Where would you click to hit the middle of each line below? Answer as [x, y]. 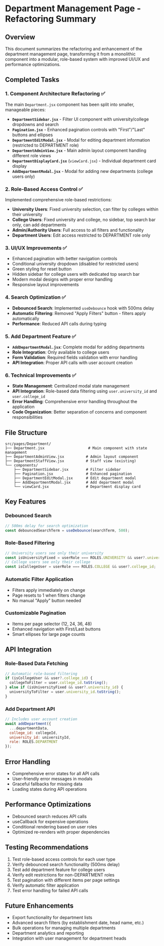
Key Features [26, 502]
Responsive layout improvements [45, 285]
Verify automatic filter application [46, 885]
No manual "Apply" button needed [47, 600]
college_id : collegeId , [33, 733]
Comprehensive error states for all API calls [56, 773]
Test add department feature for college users [59, 870]
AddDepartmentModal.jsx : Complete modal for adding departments [78, 347]
